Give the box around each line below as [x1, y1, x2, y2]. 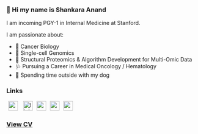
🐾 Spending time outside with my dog [15, 71, 110, 79]
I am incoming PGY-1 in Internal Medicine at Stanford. [6, 19, 141, 27]
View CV [6, 120, 33, 129]
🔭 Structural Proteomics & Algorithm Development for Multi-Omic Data [15, 56, 193, 63]
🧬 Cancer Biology [15, 43, 59, 51]
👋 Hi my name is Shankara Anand [6, 5, 106, 14]
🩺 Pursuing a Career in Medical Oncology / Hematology [15, 63, 157, 70]
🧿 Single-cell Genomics [15, 49, 75, 57]
